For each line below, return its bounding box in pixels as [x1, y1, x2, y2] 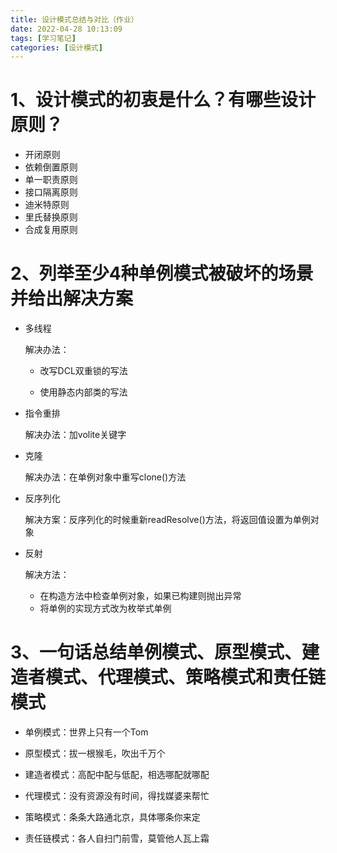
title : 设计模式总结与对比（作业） [10, 14, 139, 25]
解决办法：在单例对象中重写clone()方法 [24, 471, 187, 483]
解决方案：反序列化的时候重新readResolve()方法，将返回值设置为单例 [24, 514, 311, 526]
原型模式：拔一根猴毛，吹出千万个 [24, 747, 166, 760]
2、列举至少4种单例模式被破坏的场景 [10, 262, 314, 285]
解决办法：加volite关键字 [24, 429, 127, 441]
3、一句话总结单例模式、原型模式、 [10, 641, 303, 664]
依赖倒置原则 [24, 161, 78, 173]
